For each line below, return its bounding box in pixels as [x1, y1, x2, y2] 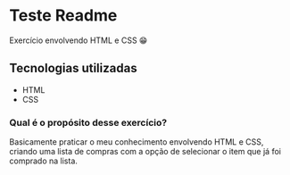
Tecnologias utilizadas [9, 61, 137, 76]
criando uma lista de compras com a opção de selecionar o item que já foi [9, 146, 281, 157]
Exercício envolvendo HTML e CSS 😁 [9, 35, 148, 46]
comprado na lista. [9, 155, 79, 166]
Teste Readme [9, 5, 118, 26]
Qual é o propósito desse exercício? [9, 116, 168, 129]
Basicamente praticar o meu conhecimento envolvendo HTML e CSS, [9, 137, 264, 147]
